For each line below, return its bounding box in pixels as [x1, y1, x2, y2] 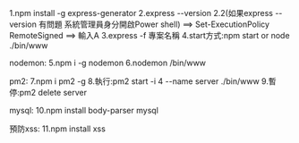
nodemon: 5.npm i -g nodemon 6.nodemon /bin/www [9, 57, 207, 68]
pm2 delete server [19, 88, 88, 97]
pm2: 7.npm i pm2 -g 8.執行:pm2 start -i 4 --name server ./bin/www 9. [9, 76, 269, 87]
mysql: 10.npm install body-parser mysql [9, 105, 159, 115]
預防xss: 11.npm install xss [9, 123, 106, 134]
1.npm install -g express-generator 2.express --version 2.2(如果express [9, 8, 273, 18]
